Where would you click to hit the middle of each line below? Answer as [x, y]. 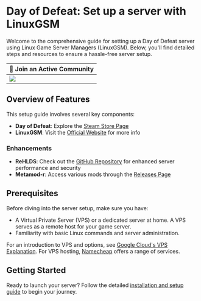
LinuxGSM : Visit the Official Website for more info [78, 132]
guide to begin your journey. [42, 291]
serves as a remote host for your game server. [73, 226]
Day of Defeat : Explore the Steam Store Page [72, 126]
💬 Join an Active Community [52, 69]
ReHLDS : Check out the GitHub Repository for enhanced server [95, 161]
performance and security [48, 168]
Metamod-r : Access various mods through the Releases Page [93, 174]
